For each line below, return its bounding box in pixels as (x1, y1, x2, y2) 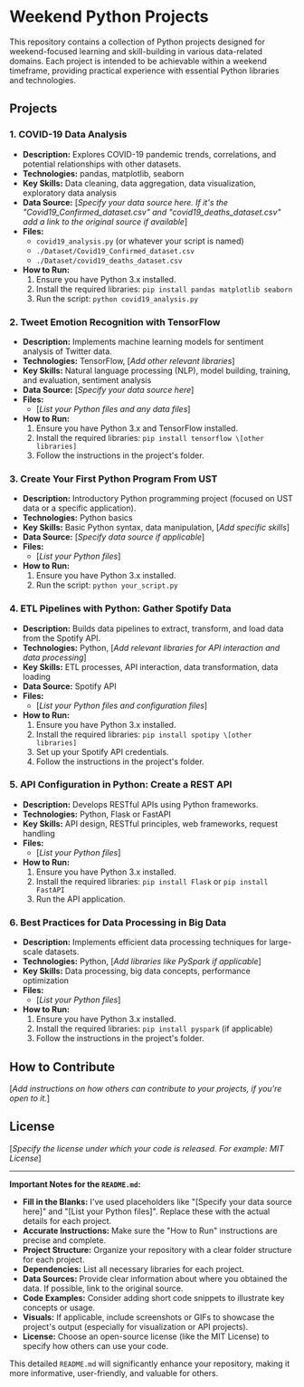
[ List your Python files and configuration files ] (35, 700, 208, 711)
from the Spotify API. (22, 632, 101, 644)
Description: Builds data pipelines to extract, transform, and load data (22, 623, 284, 634)
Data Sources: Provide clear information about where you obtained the (22, 1273, 288, 1284)
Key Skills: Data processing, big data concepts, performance (22, 966, 251, 977)
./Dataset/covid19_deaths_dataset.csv (35, 256, 183, 265)
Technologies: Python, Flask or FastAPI (22, 808, 172, 819)
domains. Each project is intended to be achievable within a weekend (9, 55, 267, 66)
